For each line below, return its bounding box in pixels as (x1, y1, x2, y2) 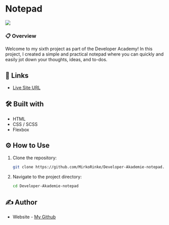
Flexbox (12, 126, 29, 132)
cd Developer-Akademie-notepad (12, 183, 79, 189)
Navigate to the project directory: (12, 173, 82, 179)
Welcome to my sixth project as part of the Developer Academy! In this (5, 46, 153, 52)
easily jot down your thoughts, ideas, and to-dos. (5, 57, 108, 63)
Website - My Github (12, 214, 56, 220)
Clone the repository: (12, 155, 57, 161)
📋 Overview (5, 32, 36, 39)
